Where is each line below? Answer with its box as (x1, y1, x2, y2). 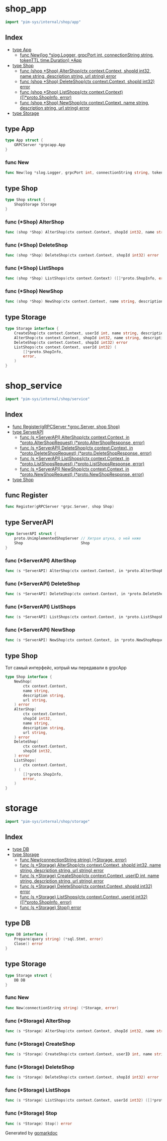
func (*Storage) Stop (5, 1110, 57, 1117)
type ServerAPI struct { (5, 531, 57, 536)
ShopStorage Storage (14, 202, 57, 207)
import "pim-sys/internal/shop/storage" (5, 819, 90, 824)
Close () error (14, 941, 43, 946)
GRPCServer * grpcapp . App (14, 143, 66, 148)
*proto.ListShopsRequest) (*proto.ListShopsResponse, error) (19, 460, 145, 466)
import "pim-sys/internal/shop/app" (5, 19, 81, 24)
